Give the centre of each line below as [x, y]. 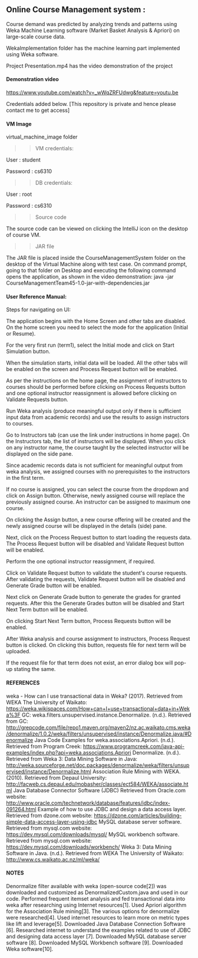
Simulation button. [28, 351]
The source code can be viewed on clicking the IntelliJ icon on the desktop [97, 229]
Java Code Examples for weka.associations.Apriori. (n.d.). [105, 740]
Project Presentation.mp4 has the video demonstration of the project [90, 66]
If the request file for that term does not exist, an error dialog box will [90, 663]
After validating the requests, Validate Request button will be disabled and [96, 579]
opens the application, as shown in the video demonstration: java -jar [90, 277]
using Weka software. [32, 54]
